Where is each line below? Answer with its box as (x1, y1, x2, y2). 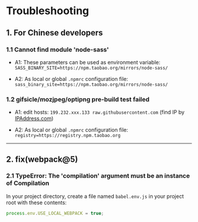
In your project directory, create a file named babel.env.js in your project (6, 192, 184, 200)
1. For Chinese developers (6, 28, 103, 38)
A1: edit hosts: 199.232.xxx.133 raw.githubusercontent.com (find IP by (14, 109, 184, 116)
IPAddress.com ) (14, 115, 54, 122)
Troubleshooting (6, 4, 90, 18)
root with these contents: (6, 199, 67, 206)
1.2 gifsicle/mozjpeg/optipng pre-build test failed (6, 95, 150, 103)
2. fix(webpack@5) (6, 154, 78, 164)
